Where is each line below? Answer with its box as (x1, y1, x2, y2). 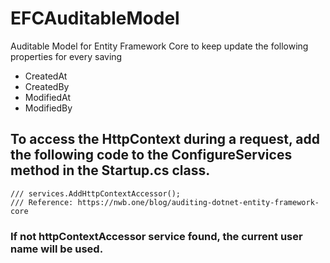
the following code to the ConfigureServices (10, 147, 293, 164)
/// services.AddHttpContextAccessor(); (10, 188, 182, 199)
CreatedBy (24, 80, 70, 92)
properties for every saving (10, 50, 123, 62)
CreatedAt (24, 70, 68, 82)
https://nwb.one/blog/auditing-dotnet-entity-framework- (77, 197, 320, 207)
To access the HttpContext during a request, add (10, 131, 320, 148)
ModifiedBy (24, 102, 73, 114)
